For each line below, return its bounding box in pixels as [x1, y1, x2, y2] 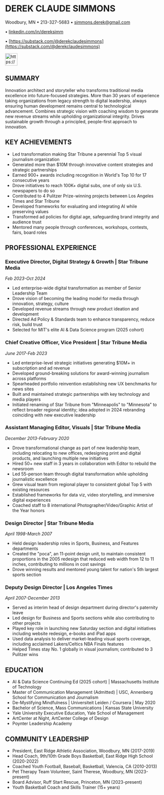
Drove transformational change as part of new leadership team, [12, 445, 141, 451]
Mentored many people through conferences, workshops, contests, [12, 224, 148, 230]
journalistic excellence [12, 476, 58, 482]
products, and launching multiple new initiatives [12, 455, 109, 461]
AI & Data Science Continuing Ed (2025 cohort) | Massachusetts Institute [12, 679, 159, 685]
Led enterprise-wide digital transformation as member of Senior [12, 285, 141, 291]
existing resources [12, 487, 50, 493]
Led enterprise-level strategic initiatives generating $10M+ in [12, 359, 136, 366]
